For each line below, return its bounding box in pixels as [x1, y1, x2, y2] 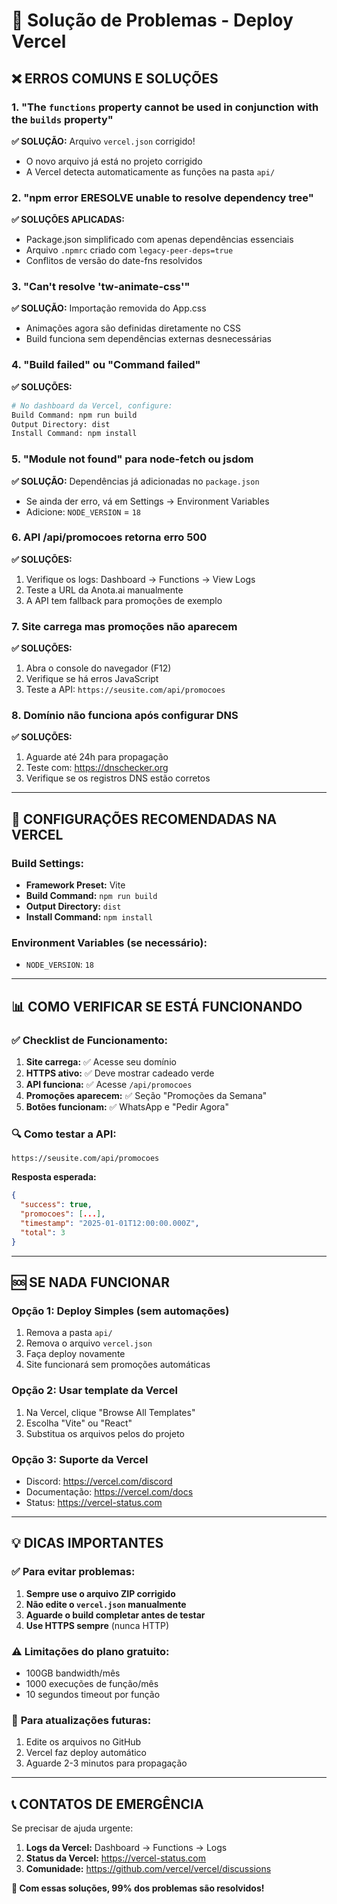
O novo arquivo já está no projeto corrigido [25, 155, 203, 167]
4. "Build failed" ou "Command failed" [11, 358, 201, 372]
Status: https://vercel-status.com [25, 1496, 163, 1508]
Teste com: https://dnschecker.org [25, 762, 169, 774]
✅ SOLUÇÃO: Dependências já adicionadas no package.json [11, 475, 260, 487]
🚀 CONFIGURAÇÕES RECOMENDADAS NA [11, 810, 278, 828]
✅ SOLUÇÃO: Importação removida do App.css [11, 302, 207, 314]
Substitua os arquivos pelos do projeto [25, 1427, 185, 1439]
